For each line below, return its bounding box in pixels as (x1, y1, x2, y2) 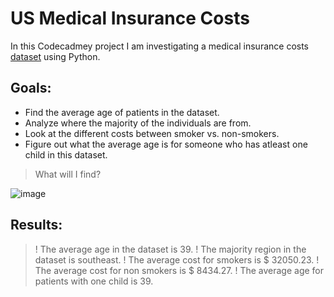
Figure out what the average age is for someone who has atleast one (24, 138, 308, 150)
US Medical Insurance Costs (10, 7, 250, 30)
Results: (10, 217, 63, 234)
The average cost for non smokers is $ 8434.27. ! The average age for (34, 264, 325, 276)
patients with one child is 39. (34, 275, 154, 287)
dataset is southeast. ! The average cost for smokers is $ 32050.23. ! (34, 253, 320, 266)
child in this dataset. (24, 148, 108, 161)
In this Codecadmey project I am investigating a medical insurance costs (10, 40, 310, 52)
